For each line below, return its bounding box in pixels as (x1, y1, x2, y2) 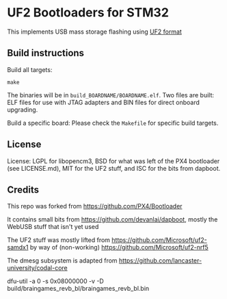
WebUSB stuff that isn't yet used (7, 223, 99, 231)
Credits (7, 184, 40, 195)
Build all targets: (7, 65, 53, 73)
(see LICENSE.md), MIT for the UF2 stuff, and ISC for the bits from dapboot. (7, 164, 221, 172)
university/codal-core (7, 264, 68, 272)
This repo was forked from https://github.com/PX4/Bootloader (7, 202, 183, 211)
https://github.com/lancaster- (118, 256, 202, 265)
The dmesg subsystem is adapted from (7, 256, 118, 265)
